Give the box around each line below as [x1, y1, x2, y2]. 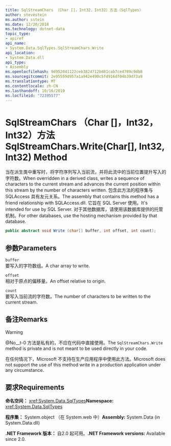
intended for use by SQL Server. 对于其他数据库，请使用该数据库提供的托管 [5, 206, 163, 213]
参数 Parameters [5, 244, 57, 252]
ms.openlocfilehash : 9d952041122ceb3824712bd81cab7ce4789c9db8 [5, 69, 143, 75]
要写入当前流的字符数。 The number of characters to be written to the [5, 293, 151, 299]
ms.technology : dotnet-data [5, 27, 65, 32]
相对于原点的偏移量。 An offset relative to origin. [5, 278, 106, 284]
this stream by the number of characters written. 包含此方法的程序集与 [5, 187, 153, 193]
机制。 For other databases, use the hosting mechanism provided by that [5, 213, 157, 219]
